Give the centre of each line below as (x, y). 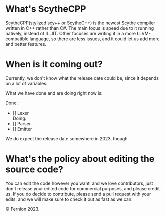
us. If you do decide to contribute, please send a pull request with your (78, 194)
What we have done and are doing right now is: (54, 93)
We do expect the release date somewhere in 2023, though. (67, 138)
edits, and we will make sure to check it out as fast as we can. (69, 199)
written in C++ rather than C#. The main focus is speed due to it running (80, 28)
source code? (34, 170)
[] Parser (22, 123)
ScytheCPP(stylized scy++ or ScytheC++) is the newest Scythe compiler (80, 23)
